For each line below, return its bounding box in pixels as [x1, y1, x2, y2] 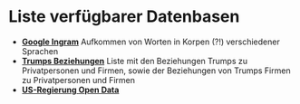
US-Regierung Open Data [21, 84, 120, 95]
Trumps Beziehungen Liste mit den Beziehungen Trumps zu [21, 55, 248, 66]
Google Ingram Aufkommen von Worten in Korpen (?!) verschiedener [21, 36, 280, 47]
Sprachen [21, 45, 59, 56]
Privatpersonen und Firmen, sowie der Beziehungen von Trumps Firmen [21, 65, 291, 76]
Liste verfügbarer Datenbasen [8, 6, 240, 27]
